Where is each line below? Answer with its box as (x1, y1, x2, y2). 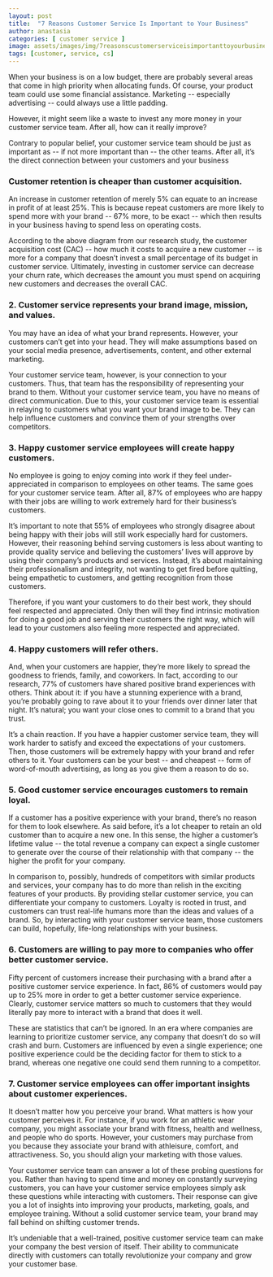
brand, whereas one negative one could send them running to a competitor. (8, 1057, 262, 1067)
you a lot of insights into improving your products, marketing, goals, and (8, 1201, 249, 1210)
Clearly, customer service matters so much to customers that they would (8, 998, 252, 1009)
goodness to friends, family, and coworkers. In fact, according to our (8, 670, 238, 680)
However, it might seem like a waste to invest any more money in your (8, 114, 242, 123)
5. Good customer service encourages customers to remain (8, 784, 249, 795)
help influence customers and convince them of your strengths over (8, 412, 236, 423)
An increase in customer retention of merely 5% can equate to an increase (8, 194, 258, 204)
